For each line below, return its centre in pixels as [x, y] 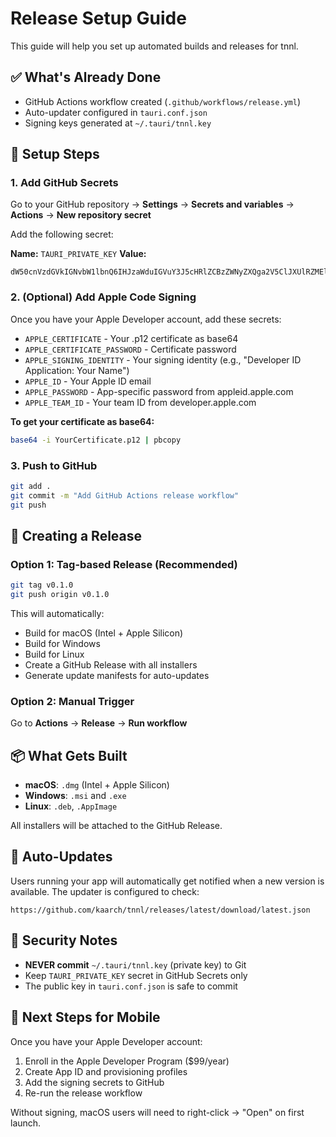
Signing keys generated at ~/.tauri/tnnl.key [118, 123]
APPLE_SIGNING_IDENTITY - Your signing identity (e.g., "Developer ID [163, 359]
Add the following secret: [62, 234]
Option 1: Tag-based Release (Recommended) [124, 564]
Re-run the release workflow [83, 1093]
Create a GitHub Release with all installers [111, 664]
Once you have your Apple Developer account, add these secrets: [146, 319]
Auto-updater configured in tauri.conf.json [116, 112]
